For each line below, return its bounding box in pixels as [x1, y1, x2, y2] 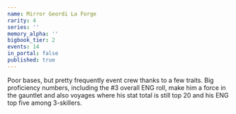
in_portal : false [7, 50, 59, 57]
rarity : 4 [7, 17, 37, 24]
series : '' [7, 23, 40, 30]
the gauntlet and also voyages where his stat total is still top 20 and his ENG [7, 91, 229, 99]
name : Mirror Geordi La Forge [7, 10, 97, 18]
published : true [7, 57, 55, 64]
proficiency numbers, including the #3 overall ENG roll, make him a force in [7, 83, 227, 92]
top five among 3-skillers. [7, 98, 83, 107]
